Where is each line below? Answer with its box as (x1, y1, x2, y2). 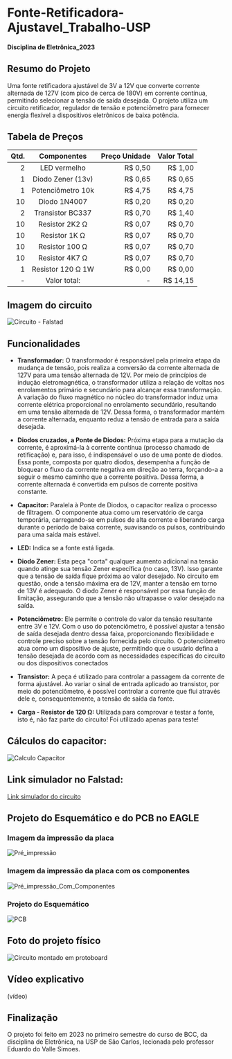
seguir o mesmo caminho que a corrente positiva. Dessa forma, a (17, 473, 204, 481)
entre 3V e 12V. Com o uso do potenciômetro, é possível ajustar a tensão (17, 622, 225, 631)
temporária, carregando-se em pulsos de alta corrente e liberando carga (17, 516, 225, 524)
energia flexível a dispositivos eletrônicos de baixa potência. (7, 111, 179, 119)
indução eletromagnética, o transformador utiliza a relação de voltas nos (17, 378, 225, 387)
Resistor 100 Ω (38, 242, 88, 252)
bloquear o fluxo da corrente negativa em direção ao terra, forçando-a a (17, 466, 224, 474)
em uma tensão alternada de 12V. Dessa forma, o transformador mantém (17, 408, 225, 417)
